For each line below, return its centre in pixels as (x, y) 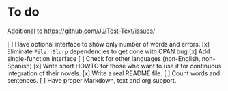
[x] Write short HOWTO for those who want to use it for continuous (127, 66)
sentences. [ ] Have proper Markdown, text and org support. (92, 80)
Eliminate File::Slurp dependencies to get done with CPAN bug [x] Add (109, 51)
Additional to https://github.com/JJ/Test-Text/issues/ (81, 31)
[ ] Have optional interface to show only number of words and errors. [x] (109, 44)
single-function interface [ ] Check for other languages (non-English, (104, 58)
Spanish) (19, 66)
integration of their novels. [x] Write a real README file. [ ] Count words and (114, 73)
